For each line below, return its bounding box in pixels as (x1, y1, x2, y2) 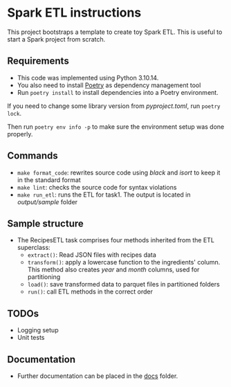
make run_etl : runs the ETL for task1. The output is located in (17, 190, 192, 199)
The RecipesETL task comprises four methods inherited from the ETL (17, 236, 214, 244)
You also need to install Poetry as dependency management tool (17, 81, 201, 89)
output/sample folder (17, 197, 78, 206)
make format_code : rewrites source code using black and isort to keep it (17, 168, 221, 177)
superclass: (17, 244, 50, 252)
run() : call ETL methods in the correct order (27, 287, 154, 296)
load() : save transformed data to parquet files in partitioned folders (27, 280, 220, 289)
